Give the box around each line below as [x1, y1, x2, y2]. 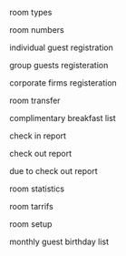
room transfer [9, 95, 61, 106]
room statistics [9, 183, 65, 194]
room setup [9, 219, 53, 230]
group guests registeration [9, 60, 109, 70]
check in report [9, 130, 66, 141]
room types [9, 7, 53, 17]
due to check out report [9, 166, 98, 176]
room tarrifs [9, 201, 54, 211]
